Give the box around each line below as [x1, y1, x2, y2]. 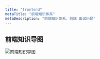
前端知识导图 [5, 35, 44, 44]
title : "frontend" [5, 7, 42, 12]
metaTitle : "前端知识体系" [5, 12, 55, 16]
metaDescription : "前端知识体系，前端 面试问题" [5, 16, 96, 21]
